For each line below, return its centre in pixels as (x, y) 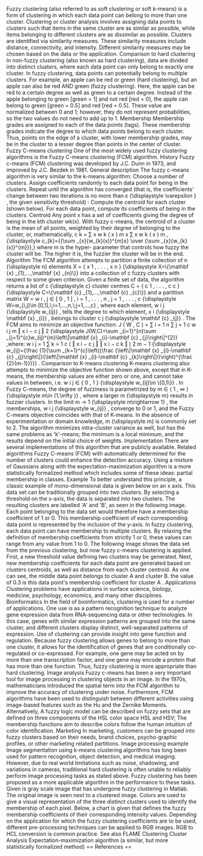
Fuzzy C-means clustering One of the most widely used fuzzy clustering (97, 150)
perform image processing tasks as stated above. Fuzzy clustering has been (102, 776)
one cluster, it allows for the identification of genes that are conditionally (96, 647)
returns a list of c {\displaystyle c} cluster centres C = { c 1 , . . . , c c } (93, 286)
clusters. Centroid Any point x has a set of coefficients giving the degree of (100, 215)
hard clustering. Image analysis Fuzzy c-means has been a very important (99, 672)
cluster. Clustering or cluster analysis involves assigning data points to (94, 22)
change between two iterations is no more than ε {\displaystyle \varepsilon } (101, 196)
